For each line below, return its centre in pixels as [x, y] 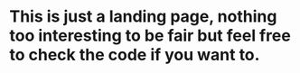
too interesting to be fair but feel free [150, 36]
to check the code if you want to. [135, 55]
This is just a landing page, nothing [143, 17]
